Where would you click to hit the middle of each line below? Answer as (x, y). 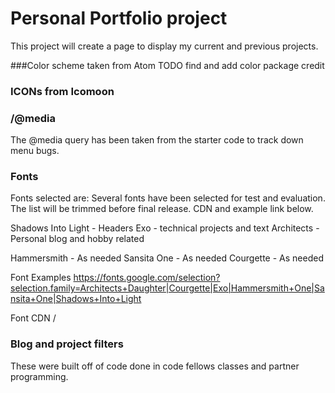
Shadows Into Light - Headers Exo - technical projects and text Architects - (165, 228)
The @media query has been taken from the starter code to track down (157, 140)
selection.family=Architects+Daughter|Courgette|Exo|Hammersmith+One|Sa (167, 288)
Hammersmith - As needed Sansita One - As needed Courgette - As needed (167, 258)
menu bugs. (35, 151)
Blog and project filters (67, 344)
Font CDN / (33, 318)
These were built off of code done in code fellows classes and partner (155, 366)
